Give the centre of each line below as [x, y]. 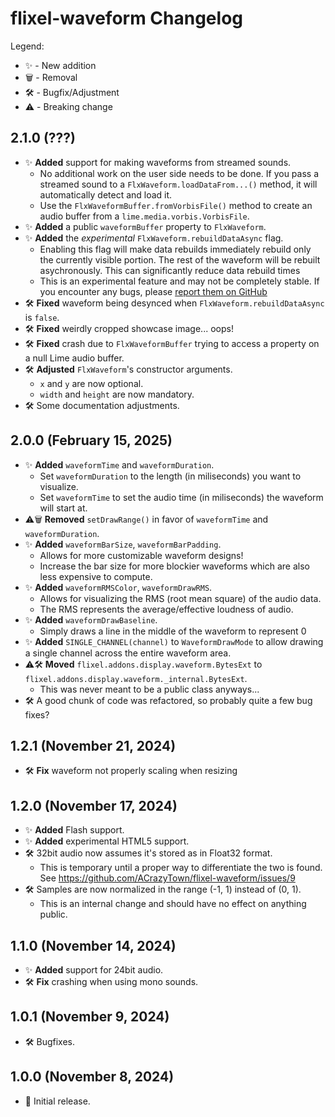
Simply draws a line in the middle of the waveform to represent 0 [173, 631]
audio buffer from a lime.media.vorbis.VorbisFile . [144, 216]
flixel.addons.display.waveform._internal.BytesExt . [136, 678]
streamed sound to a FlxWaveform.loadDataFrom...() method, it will [178, 184]
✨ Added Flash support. [74, 830]
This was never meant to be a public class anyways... [149, 689]
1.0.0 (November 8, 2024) [92, 1077]
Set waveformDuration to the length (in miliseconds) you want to [170, 476]
